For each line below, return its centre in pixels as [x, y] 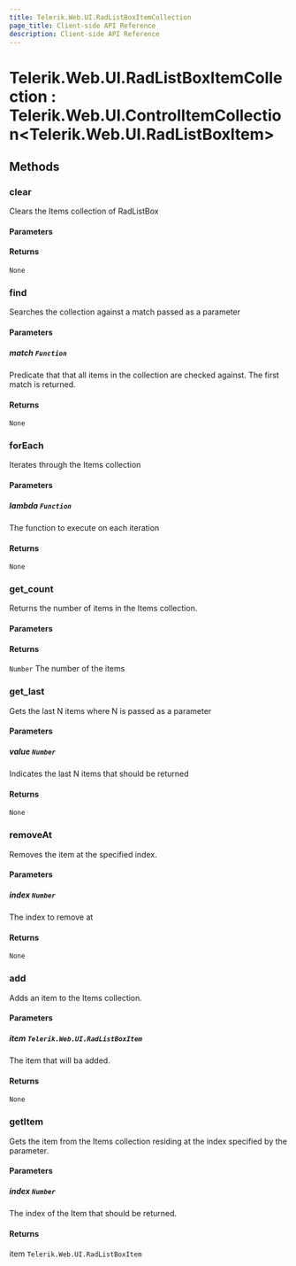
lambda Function [41, 505]
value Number [33, 751]
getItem [27, 1122]
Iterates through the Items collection [75, 465]
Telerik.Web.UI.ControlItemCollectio [145, 115]
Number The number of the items [67, 669]
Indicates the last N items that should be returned [99, 774]
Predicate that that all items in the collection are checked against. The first [144, 375]
